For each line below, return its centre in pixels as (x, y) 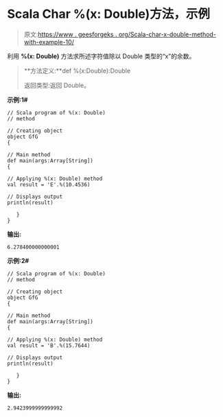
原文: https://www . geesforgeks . (70, 34)
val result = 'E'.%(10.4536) (49, 185)
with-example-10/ (49, 42)
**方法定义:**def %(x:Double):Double (77, 71)
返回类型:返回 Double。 (57, 85)
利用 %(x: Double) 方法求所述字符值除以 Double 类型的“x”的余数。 (101, 56)
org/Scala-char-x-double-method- (167, 34)
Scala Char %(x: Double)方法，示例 (109, 14)
